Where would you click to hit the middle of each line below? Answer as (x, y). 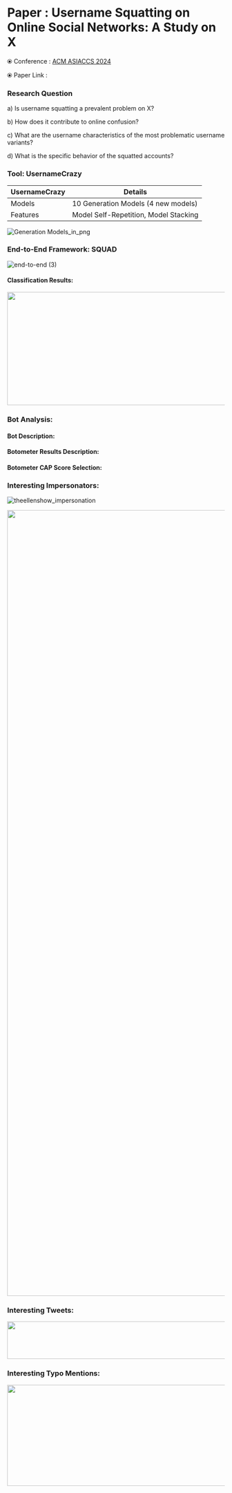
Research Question (40, 93)
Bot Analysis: (30, 419)
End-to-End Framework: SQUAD (62, 249)
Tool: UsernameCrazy (45, 174)
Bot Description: (31, 436)
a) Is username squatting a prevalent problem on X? (81, 108)
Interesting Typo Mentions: (54, 1373)
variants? (20, 142)
